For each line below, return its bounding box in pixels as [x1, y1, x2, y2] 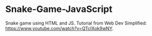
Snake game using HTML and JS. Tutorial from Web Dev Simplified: [5, 20, 147, 26]
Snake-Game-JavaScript [5, 3, 113, 15]
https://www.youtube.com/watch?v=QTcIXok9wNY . [5, 25, 114, 31]
